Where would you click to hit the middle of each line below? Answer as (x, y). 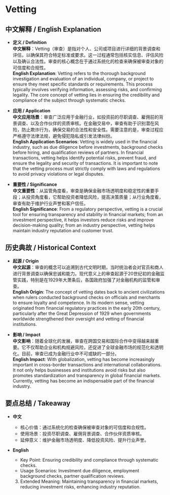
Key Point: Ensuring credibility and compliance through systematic (89, 460)
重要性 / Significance (35, 184)
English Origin (28, 292)
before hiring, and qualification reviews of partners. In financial (78, 152)
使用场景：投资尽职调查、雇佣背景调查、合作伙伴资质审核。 (82, 433)
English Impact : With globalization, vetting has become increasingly (84, 359)
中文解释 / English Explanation (53, 29)
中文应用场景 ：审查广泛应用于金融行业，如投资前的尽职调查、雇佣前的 (86, 117)
